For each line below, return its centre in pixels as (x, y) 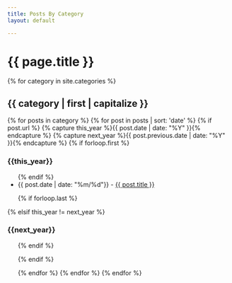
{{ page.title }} (51, 62)
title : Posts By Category (45, 14)
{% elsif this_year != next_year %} (56, 212)
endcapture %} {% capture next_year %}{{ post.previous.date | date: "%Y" (116, 136)
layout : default (31, 21)
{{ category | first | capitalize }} (78, 103)
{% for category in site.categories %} (62, 81)
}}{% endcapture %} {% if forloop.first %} (68, 143)
